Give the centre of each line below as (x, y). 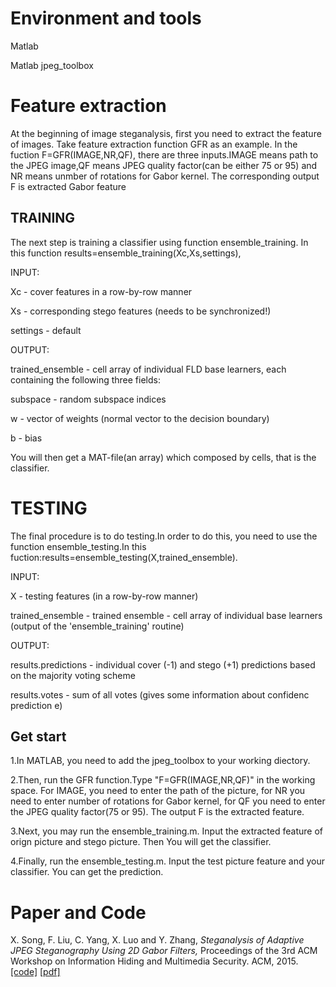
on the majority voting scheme (73, 675)
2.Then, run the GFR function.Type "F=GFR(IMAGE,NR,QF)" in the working (163, 780)
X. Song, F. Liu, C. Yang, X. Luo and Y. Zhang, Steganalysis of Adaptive (157, 940)
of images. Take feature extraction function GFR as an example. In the (154, 144)
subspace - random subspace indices (88, 399)
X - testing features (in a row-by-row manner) (104, 596)
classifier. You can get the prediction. (87, 872)
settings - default (46, 330)
